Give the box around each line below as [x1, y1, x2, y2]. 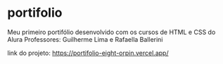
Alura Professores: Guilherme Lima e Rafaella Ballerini [7, 35, 163, 43]
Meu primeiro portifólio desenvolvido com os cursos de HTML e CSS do [7, 28, 216, 36]
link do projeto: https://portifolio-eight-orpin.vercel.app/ [7, 49, 169, 57]
